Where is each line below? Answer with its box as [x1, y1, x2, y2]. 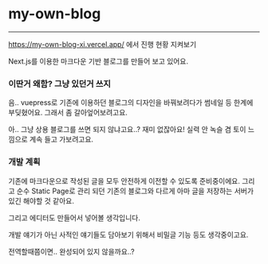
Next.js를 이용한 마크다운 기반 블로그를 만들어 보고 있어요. [8, 56, 189, 66]
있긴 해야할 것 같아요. [8, 196, 74, 205]
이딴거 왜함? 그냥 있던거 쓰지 [8, 78, 112, 89]
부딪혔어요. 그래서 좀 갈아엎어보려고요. [8, 108, 128, 118]
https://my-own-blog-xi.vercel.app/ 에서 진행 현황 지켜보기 [8, 39, 197, 49]
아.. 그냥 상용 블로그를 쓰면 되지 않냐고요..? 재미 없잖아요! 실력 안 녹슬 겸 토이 [8, 125, 246, 134]
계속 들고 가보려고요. [29, 134, 94, 144]
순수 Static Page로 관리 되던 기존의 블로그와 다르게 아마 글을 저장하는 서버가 [16, 186, 254, 196]
